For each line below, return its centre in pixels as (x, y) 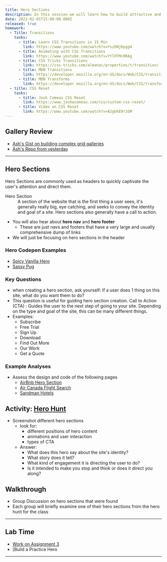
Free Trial (30, 327)
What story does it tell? (51, 458)
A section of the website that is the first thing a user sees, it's (80, 201)
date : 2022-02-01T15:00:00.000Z (39, 19)
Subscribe (30, 322)
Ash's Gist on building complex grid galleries (58, 143)
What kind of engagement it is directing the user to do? (83, 463)
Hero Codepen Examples (36, 250)
